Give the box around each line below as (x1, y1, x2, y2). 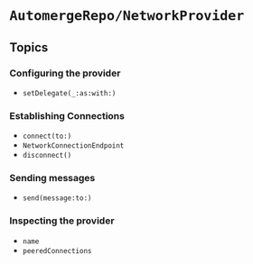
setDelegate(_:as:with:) (22, 88, 117, 97)
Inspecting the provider (9, 214, 115, 227)
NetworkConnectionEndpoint (22, 141, 125, 150)
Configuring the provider (9, 67, 121, 79)
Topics (9, 40, 49, 55)
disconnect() (22, 151, 72, 160)
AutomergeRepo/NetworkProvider (9, 7, 245, 24)
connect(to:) (22, 132, 72, 141)
